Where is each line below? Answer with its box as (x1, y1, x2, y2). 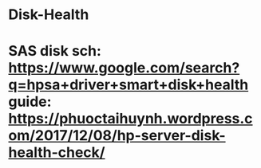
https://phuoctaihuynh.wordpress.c (8, 110, 253, 128)
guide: (8, 93, 52, 111)
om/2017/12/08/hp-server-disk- (8, 127, 226, 145)
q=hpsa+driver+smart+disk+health (8, 76, 249, 94)
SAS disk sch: (8, 42, 102, 61)
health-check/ (8, 143, 105, 162)
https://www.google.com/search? (8, 59, 240, 77)
